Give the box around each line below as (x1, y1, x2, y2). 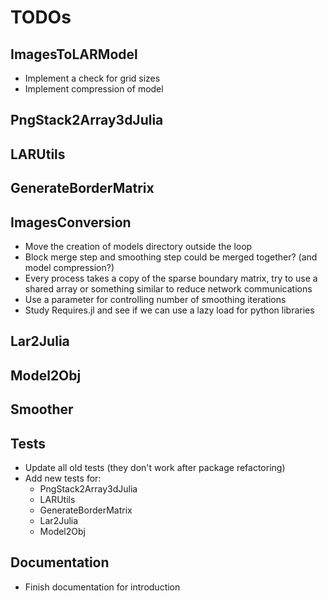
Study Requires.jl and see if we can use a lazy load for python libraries (24, 304, 315, 316)
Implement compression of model (24, 83, 164, 95)
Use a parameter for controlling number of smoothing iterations (24, 293, 287, 305)
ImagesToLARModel (10, 46, 138, 63)
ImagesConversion (10, 214, 132, 231)
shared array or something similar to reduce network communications (24, 282, 313, 295)
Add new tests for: (24, 472, 102, 484)
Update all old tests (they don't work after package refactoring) (24, 461, 286, 473)
